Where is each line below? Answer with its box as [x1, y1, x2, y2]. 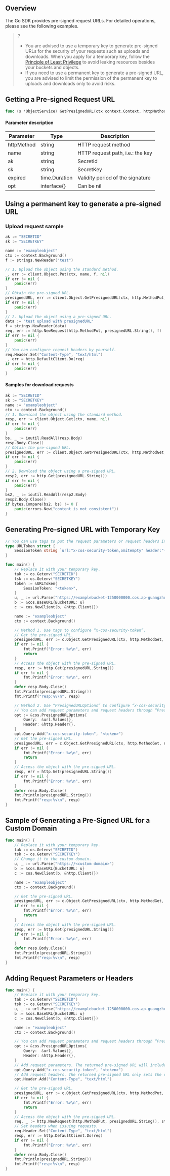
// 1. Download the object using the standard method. [5, 412, 123, 417]
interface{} [40, 182, 66, 190]
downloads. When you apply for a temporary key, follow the [25, 53, 150, 59]
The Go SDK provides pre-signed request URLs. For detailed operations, [5, 17, 156, 23]
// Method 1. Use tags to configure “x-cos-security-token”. [14, 628, 146, 633]
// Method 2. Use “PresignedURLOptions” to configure [14, 703, 130, 708]
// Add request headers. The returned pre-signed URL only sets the [14, 1072, 162, 1077]
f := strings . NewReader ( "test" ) [5, 258, 73, 263]
